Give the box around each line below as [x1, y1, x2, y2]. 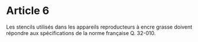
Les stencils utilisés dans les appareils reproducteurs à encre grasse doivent [6, 23, 193, 30]
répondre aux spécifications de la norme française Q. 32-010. [6, 29, 156, 36]
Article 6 [6, 4, 50, 17]
